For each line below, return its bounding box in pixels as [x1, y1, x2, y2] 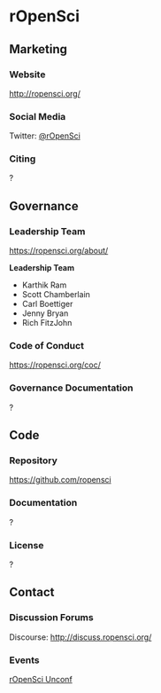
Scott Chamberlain [21, 289, 91, 300]
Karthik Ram [21, 280, 67, 290]
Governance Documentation [9, 382, 134, 394]
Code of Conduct [9, 340, 84, 352]
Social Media [9, 110, 66, 122]
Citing [9, 153, 36, 165]
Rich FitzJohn [21, 318, 73, 328]
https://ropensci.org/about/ [9, 246, 109, 256]
